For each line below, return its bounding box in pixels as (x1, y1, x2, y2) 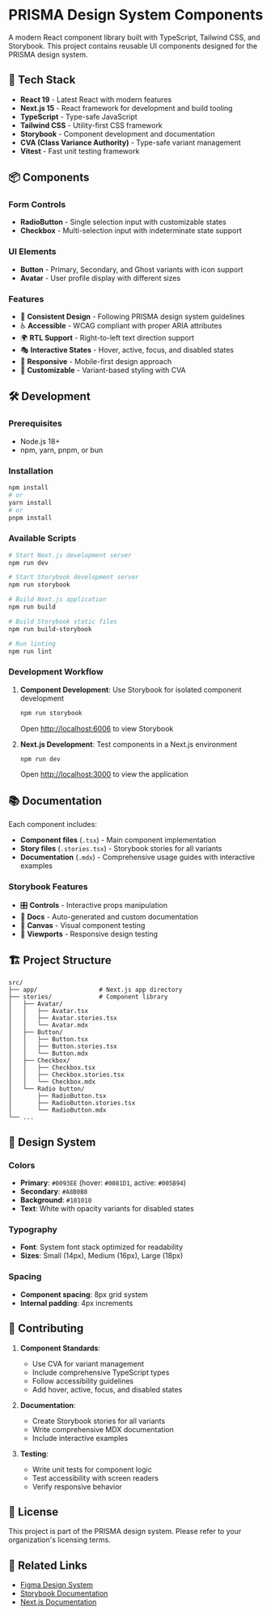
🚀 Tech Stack (8, 73, 76, 87)
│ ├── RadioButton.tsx (8, 1092, 107, 1100)
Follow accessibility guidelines (32, 1376, 134, 1385)
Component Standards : (19, 1343, 101, 1353)
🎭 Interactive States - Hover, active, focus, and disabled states (19, 345, 235, 355)
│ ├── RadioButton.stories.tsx (8, 1099, 136, 1108)
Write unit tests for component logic (32, 1465, 152, 1474)
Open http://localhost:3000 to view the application (19, 769, 188, 779)
